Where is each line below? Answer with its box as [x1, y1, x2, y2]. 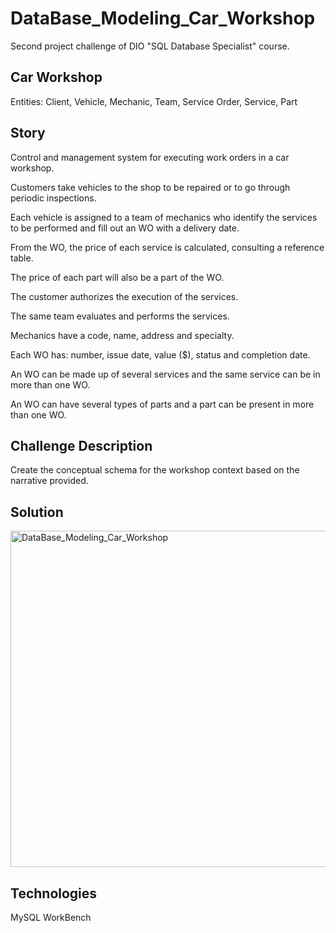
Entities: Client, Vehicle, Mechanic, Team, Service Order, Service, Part [10, 95, 298, 107]
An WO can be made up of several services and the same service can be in [10, 368, 321, 380]
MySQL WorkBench [10, 912, 92, 923]
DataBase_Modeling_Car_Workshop [10, 7, 316, 30]
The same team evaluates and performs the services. [10, 310, 230, 322]
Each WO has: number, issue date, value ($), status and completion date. [10, 348, 311, 361]
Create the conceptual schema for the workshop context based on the [10, 464, 300, 476]
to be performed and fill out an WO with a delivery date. [10, 222, 240, 234]
